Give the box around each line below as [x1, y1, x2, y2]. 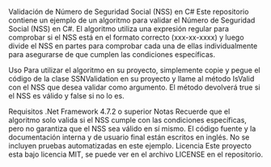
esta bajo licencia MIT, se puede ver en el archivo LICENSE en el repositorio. [8, 149, 264, 159]
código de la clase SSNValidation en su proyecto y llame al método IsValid [8, 74, 255, 83]
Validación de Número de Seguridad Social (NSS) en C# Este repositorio [8, 7, 249, 16]
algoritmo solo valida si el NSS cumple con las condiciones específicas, [8, 115, 247, 124]
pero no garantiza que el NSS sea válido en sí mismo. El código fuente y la [8, 124, 256, 133]
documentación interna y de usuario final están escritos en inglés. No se [8, 132, 250, 142]
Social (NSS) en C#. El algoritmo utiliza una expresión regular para [8, 24, 229, 33]
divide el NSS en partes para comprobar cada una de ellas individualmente [8, 41, 258, 51]
